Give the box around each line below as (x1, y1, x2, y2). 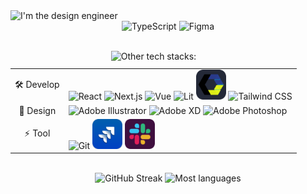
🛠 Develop (14, 78, 60, 90)
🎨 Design (18, 104, 57, 116)
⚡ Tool (24, 127, 51, 139)
